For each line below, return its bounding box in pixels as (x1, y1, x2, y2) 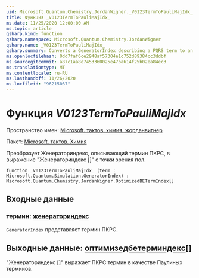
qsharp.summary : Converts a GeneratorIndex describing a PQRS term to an (6, 48, 194, 54)
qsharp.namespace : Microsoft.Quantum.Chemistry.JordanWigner (6, 36, 161, 42)
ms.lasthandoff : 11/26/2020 (6, 75, 76, 81)
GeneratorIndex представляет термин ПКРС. (6, 225, 118, 233)
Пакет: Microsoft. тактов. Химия (6, 138, 87, 145)
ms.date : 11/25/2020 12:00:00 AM (6, 20, 89, 26)
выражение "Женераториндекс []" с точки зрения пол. (6, 156, 146, 163)
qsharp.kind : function (6, 31, 63, 37)
